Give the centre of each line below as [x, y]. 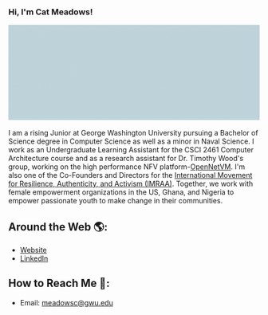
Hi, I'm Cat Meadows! [51, 12]
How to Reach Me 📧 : [59, 283]
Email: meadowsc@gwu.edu [66, 302]
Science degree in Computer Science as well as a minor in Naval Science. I [131, 141]
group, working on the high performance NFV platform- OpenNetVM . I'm [127, 167]
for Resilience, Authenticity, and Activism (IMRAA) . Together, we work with [131, 184]
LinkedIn [34, 258]
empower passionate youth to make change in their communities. [116, 201]
